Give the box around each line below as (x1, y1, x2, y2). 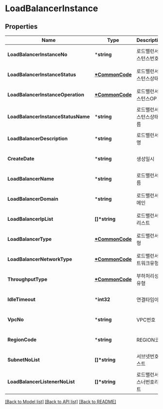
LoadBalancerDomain (7, 195, 59, 202)
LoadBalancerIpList (7, 215, 53, 222)
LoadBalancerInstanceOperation (7, 91, 84, 98)
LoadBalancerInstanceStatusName (7, 113, 90, 120)
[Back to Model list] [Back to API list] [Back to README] (5, 399, 116, 405)
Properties (5, 22, 38, 31)
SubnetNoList (7, 356, 40, 363)
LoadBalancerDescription (7, 135, 68, 142)
